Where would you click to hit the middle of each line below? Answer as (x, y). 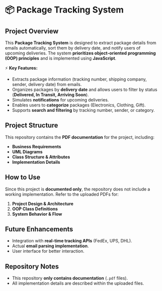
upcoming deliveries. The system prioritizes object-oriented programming (81, 53)
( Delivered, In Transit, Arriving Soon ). (50, 95)
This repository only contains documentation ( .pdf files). (70, 278)
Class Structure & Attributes (41, 157)
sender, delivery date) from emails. (47, 84)
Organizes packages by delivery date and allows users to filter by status (85, 89)
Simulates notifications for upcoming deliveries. (60, 100)
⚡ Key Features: (21, 68)
